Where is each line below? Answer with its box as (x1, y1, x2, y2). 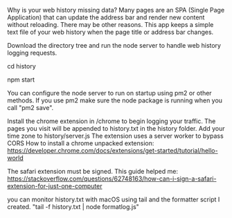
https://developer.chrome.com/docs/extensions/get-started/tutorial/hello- (7, 147, 218, 154)
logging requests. (7, 48, 57, 57)
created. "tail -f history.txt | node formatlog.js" (7, 203, 140, 210)
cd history (7, 62, 36, 70)
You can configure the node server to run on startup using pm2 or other (7, 89, 213, 97)
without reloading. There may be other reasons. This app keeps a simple (7, 21, 214, 28)
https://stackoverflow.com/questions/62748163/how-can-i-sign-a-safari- (7, 174, 217, 183)
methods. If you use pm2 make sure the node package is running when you (7, 96, 223, 105)
